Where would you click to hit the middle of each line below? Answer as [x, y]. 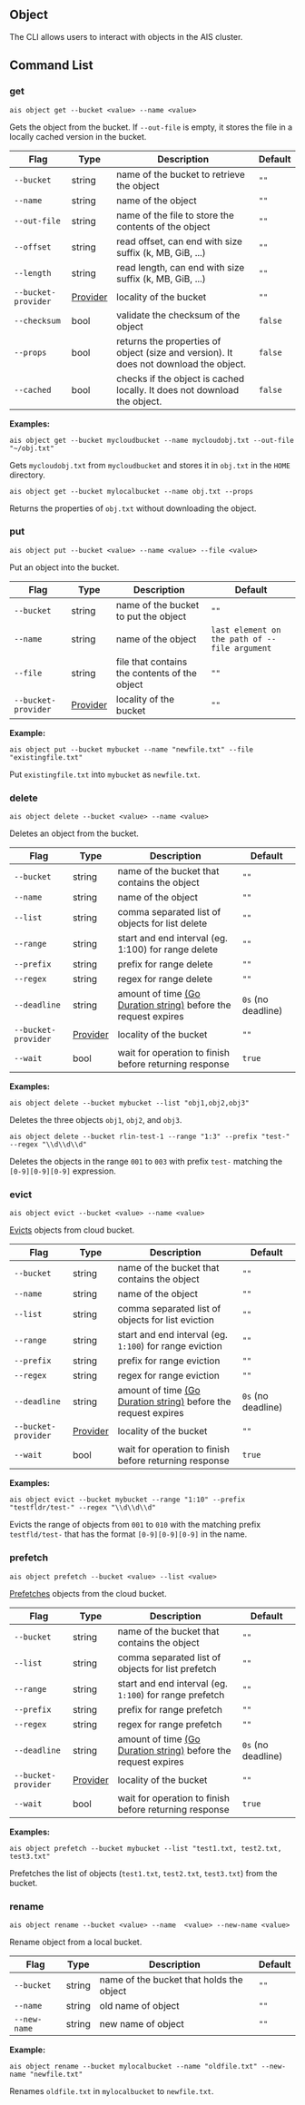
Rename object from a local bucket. [76, 1942]
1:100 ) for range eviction [170, 1346]
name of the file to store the [175, 215]
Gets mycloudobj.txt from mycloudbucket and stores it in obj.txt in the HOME [150, 465]
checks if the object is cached [181, 379]
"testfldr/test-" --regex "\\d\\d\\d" [83, 1508]
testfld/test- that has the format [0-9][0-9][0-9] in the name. [128, 1534]
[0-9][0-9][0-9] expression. [63, 1171]
